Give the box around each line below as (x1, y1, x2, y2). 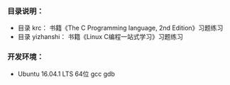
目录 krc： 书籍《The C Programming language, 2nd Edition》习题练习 (17, 23, 224, 33)
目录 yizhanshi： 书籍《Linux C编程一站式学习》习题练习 (17, 33, 183, 41)
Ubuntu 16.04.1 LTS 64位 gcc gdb (17, 69, 116, 78)
